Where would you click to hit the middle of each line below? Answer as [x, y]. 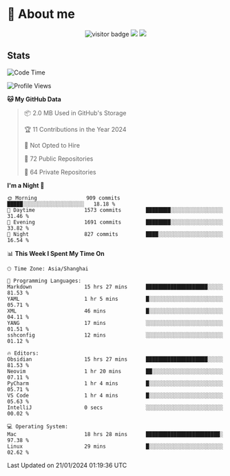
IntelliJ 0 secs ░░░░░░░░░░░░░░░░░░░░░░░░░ [115, 407]
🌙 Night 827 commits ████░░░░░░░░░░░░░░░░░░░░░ [115, 234]
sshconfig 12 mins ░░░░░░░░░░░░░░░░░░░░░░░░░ [115, 335]
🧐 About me [41, 14]
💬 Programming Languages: [44, 281]
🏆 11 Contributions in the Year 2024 [75, 129]
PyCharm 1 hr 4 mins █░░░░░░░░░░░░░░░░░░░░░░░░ [115, 383]
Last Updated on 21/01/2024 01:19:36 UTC [67, 465]
